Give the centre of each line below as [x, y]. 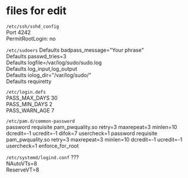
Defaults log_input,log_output [42, 68]
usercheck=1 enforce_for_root [42, 146]
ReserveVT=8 [23, 170]
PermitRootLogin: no [31, 38]
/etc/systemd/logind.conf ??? [43, 157]
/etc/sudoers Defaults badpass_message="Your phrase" [75, 50]
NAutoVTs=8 [22, 163]
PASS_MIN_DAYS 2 [29, 104]
